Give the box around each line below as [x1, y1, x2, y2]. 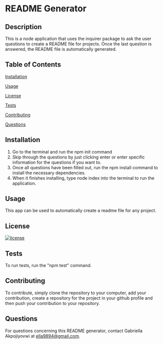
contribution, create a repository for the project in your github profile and [5, 295, 153, 301]
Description [5, 23, 42, 31]
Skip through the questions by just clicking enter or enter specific [12, 154, 145, 160]
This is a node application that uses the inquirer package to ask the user [5, 36, 152, 41]
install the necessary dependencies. [12, 170, 86, 176]
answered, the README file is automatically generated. [5, 46, 117, 52]
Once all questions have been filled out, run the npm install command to [12, 164, 159, 170]
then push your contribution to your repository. [5, 300, 100, 306]
